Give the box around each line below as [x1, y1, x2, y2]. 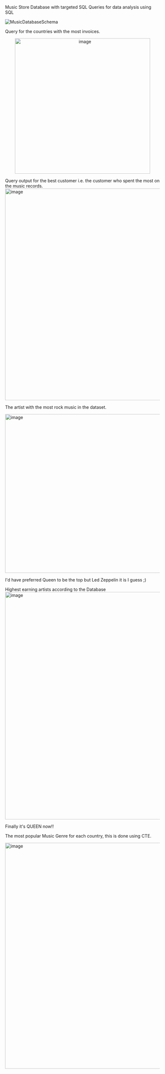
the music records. [5, 183, 43, 189]
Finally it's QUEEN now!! [5, 823, 54, 829]
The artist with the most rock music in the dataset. [5, 404, 107, 410]
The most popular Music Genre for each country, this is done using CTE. [5, 833, 152, 839]
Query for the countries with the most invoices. [5, 29, 101, 34]
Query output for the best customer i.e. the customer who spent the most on [5, 178, 160, 184]
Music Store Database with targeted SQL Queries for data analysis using [5, 4, 151, 10]
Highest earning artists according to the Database [5, 586, 106, 592]
